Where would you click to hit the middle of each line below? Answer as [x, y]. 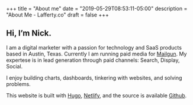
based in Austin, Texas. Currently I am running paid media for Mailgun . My [96, 54]
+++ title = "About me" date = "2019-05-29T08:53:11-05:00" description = [97, 9]
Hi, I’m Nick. [29, 33]
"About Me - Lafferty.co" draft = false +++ [58, 15]
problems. [18, 84]
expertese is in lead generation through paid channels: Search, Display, [93, 60]
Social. [15, 66]
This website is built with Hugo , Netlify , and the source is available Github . [96, 95]
